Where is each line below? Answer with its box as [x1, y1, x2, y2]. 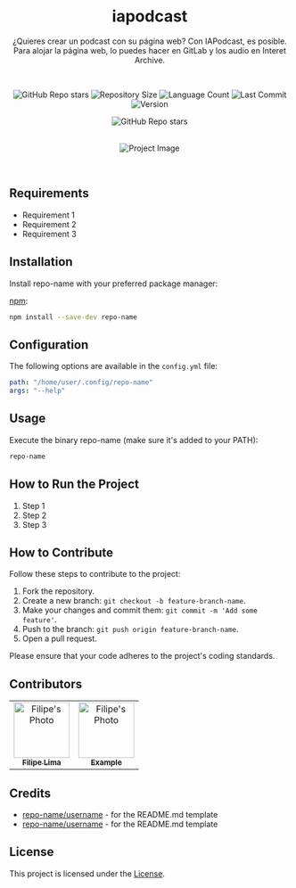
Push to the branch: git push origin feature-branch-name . [21, 624, 239, 635]
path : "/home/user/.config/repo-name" [9, 378, 153, 387]
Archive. [134, 54, 166, 65]
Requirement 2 [21, 218, 77, 229]
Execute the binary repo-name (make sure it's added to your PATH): [9, 434, 259, 445]
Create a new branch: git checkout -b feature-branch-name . [21, 596, 246, 606]
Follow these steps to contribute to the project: [9, 569, 181, 580]
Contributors [9, 676, 83, 692]
